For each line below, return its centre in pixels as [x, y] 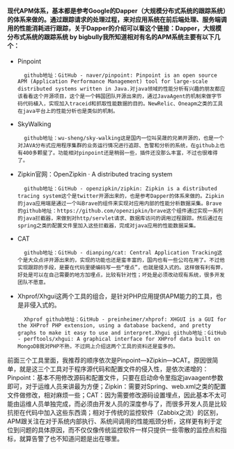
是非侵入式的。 [39, 305]
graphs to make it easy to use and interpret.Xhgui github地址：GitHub [122, 333]
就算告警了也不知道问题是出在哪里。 [71, 439]
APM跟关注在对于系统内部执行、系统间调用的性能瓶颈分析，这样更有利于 [112, 421]
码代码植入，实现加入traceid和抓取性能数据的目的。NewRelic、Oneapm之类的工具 [120, 104]
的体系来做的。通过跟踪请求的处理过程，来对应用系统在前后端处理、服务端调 [117, 19]
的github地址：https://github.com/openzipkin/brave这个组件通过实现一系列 [120, 211]
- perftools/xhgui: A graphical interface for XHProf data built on [119, 339]
